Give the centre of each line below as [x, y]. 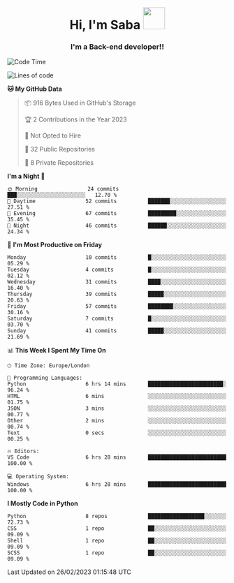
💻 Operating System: [38, 477]
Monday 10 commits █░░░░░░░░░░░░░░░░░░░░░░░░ [117, 258]
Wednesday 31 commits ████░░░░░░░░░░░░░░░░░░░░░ [117, 282]
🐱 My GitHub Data [35, 89]
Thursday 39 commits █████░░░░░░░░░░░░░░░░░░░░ [117, 294]
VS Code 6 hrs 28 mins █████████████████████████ [117, 457]
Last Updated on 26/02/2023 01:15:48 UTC [69, 572]
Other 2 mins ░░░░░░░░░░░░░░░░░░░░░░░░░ [117, 421]
